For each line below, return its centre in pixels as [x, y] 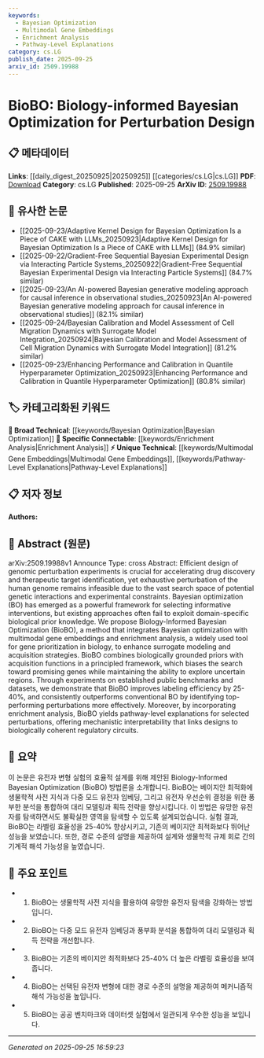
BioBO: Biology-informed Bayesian [124, 105]
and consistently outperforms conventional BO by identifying [126, 697]
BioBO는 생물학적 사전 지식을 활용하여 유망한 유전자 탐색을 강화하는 [134, 902]
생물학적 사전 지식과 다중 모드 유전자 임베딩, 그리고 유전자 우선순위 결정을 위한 [128, 797]
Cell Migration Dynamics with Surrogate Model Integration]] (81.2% [128, 348]
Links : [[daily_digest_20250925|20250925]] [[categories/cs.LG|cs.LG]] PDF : [132, 176]
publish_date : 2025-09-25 [50, 60]
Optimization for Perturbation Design [132, 122]
